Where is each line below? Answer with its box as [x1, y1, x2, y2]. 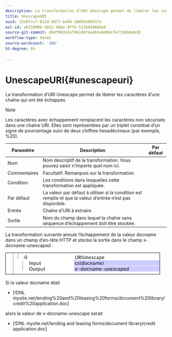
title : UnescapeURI [5, 13, 47, 19]
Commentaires [7, 170, 39, 176]
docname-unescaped [5, 243, 51, 249]
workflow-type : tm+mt [5, 35, 52, 41]
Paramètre [11, 147, 35, 153]
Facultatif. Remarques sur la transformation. [42, 170, 135, 176]
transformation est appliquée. [42, 182, 105, 188]
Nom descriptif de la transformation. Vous [42, 157, 131, 164]
